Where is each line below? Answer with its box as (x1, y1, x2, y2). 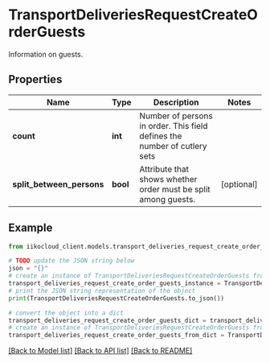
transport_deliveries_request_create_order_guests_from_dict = (8, 332, 225, 340)
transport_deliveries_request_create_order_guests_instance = (8, 279, 221, 287)
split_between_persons (12, 179, 104, 190)
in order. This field (139, 120, 208, 131)
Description (153, 97, 199, 108)
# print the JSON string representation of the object (8, 287, 196, 295)
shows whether (139, 173, 198, 184)
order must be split (139, 184, 211, 195)
